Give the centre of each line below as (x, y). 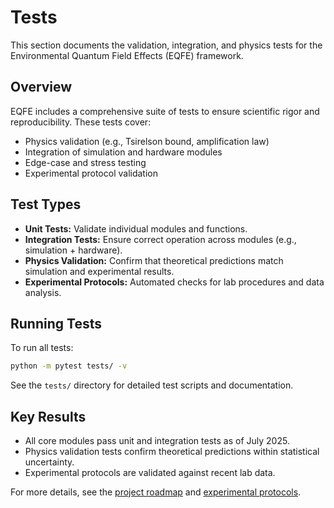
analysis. (43, 292)
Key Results (48, 416)
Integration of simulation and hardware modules (123, 152)
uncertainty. (49, 462)
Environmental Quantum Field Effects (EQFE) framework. (127, 55)
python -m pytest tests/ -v (69, 366)
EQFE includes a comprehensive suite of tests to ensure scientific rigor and (165, 111)
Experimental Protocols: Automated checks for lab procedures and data (174, 282)
